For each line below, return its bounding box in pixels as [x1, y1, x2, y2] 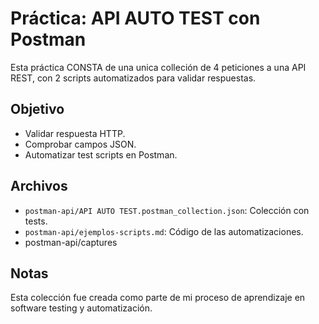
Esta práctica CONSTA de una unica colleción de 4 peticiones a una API [10, 61, 307, 73]
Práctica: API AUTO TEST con [10, 7, 261, 30]
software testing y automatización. [10, 302, 153, 314]
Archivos [10, 178, 68, 195]
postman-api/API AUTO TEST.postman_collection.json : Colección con [24, 204, 310, 216]
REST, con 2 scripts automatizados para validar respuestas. [10, 72, 257, 84]
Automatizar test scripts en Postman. [24, 148, 178, 161]
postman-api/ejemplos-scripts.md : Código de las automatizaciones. [24, 225, 304, 237]
